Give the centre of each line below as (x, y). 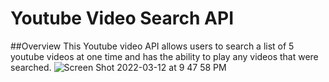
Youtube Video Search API (122, 18)
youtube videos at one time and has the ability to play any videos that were (164, 56)
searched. (31, 67)
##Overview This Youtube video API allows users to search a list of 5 (152, 46)
